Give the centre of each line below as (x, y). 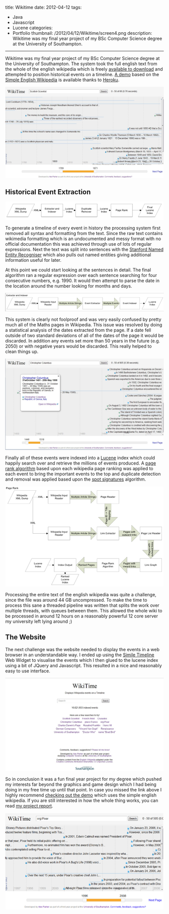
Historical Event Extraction (48, 192)
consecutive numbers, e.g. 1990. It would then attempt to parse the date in (82, 280)
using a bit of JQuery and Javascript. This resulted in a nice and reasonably (83, 665)
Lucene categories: (32, 28)
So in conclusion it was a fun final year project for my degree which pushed (83, 779)
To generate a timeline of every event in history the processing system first (83, 228)
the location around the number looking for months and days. (69, 286)
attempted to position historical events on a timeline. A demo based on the (82, 74)
